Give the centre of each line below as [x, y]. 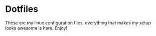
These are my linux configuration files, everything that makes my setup [78, 23]
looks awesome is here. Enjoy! [36, 28]
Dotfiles [22, 9]
